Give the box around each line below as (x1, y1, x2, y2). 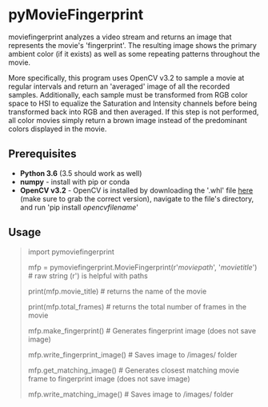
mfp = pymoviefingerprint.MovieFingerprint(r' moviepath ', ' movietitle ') (27, 262, 258, 272)
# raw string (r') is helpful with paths (27, 270, 148, 281)
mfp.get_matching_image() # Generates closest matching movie (27, 365, 240, 375)
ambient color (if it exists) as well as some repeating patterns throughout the (8, 49, 260, 58)
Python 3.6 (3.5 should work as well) (19, 168, 142, 178)
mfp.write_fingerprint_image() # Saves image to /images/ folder (27, 349, 238, 359)
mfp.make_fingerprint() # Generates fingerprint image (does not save (27, 325, 257, 335)
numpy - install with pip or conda (19, 177, 130, 186)
